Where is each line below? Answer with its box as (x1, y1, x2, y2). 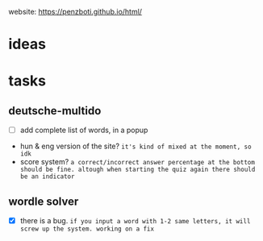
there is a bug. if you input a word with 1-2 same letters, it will (19, 216, 251, 226)
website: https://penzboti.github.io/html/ (8, 7, 143, 16)
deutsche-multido (8, 104, 102, 118)
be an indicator (19, 172, 75, 181)
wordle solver (8, 194, 79, 208)
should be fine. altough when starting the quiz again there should (19, 165, 256, 174)
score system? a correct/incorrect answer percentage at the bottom (19, 157, 256, 167)
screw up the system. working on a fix (19, 225, 155, 233)
